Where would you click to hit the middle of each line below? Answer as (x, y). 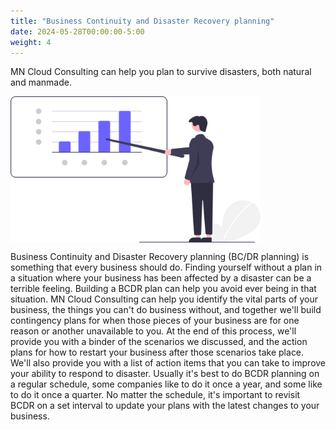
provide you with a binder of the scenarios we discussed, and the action (159, 341)
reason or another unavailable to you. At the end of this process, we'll (153, 331)
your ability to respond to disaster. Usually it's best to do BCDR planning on (165, 373)
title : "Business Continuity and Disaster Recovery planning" (142, 21)
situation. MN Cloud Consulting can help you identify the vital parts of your (164, 299)
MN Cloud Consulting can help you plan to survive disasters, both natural (161, 72)
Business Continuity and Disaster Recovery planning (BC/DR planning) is (160, 256)
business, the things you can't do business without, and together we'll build (166, 309)
